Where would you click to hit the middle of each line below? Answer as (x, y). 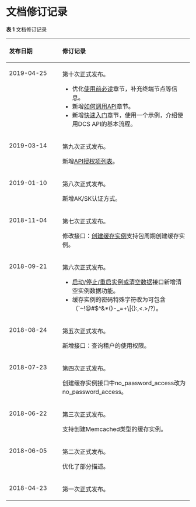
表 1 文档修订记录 (27, 29)
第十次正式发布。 (86, 74)
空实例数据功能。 (96, 290)
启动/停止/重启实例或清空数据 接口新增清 (127, 282)
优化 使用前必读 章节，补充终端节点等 (122, 88)
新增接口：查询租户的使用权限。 (106, 345)
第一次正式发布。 (86, 489)
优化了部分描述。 (86, 466)
